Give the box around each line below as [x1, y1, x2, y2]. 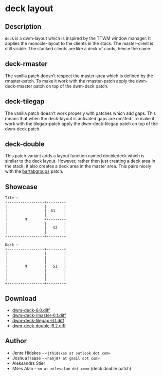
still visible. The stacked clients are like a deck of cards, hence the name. [5, 46, 152, 51]
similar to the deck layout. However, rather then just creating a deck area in [5, 158, 156, 164]
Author [5, 337, 27, 345]
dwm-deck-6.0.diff [12, 307, 50, 313]
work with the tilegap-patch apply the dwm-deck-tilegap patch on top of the [5, 121, 158, 126]
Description [5, 22, 41, 31]
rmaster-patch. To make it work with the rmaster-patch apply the [5, 78, 135, 84]
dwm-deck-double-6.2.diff [12, 323, 66, 329]
